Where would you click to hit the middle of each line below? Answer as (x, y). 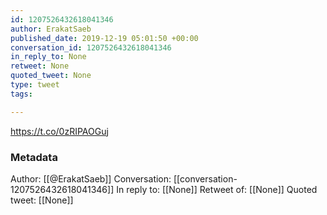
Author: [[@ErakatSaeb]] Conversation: (91, 178)
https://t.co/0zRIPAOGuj (59, 131)
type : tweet (35, 85)
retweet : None (40, 66)
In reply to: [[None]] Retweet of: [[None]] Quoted (217, 189)
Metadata (34, 157)
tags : (21, 94)
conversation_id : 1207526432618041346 (91, 47)
